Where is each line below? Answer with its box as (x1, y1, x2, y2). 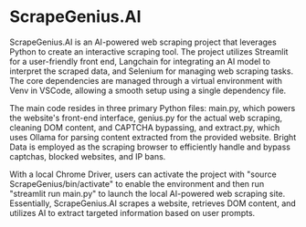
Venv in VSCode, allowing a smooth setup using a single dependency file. (9, 85, 287, 96)
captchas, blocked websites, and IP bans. (9, 150, 166, 161)
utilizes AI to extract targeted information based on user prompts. (9, 207, 256, 218)
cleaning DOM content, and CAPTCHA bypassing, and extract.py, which (9, 121, 280, 133)
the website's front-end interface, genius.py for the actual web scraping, (9, 112, 283, 123)
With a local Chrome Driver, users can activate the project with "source (9, 169, 277, 180)
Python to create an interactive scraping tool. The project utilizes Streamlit (9, 46, 289, 57)
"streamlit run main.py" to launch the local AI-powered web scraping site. (9, 188, 286, 199)
